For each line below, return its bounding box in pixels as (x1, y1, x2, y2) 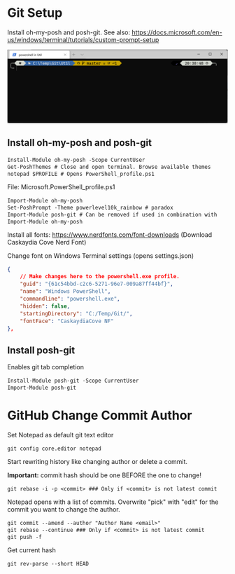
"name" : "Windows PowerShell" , (20, 288, 111, 295)
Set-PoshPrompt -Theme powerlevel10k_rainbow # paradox (7, 204, 173, 211)
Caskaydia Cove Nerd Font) (7, 238, 87, 246)
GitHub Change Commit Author (7, 408, 192, 423)
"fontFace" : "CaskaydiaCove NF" (20, 317, 114, 324)
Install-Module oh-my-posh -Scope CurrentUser (7, 156, 145, 163)
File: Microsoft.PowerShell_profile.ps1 (7, 182, 115, 191)
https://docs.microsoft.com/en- (131, 28, 222, 36)
